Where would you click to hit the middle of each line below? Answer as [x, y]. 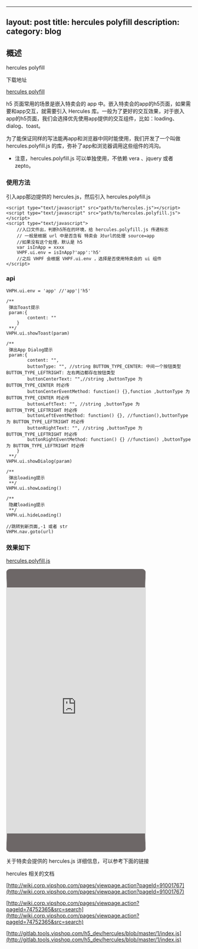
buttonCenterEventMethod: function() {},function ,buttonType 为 [109, 391]
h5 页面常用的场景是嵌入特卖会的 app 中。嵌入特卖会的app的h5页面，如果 [96, 104]
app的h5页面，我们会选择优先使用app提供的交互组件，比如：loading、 [92, 119]
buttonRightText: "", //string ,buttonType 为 [85, 428]
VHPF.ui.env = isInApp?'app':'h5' [59, 252]
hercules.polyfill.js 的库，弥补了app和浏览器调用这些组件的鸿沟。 [85, 146]
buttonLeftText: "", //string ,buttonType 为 [84, 404]
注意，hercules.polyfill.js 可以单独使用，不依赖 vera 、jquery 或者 [94, 158]
